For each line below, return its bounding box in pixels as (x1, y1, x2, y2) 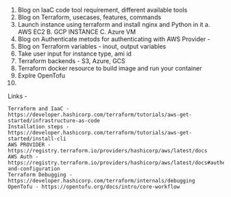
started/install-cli (8, 135, 67, 142)
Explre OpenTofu (17, 71, 66, 80)
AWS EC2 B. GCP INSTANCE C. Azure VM (17, 27, 136, 36)
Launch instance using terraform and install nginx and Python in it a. (17, 21, 210, 28)
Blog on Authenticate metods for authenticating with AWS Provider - (17, 35, 211, 43)
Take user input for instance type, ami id (17, 49, 132, 58)
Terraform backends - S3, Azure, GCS (17, 57, 125, 65)
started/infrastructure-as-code (8, 117, 100, 124)
